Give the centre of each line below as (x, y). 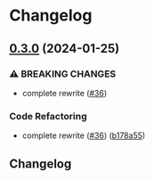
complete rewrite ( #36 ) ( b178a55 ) (84, 135)
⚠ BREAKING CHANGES (63, 74)
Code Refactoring (48, 116)
